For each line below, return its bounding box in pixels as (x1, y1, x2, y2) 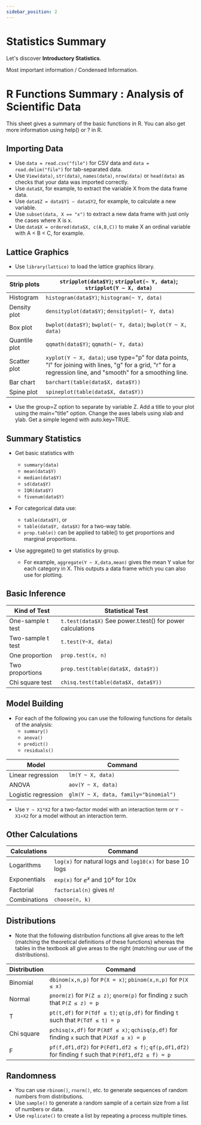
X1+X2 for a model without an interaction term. (14, 812, 127, 819)
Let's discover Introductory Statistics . (6, 55, 102, 62)
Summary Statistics (6, 433, 82, 444)
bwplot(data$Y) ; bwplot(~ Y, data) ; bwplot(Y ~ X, (45, 321, 187, 329)
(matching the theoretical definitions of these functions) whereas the (14, 938, 185, 946)
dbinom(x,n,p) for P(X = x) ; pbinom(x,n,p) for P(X (49, 975, 188, 983)
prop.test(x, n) (60, 652, 107, 659)
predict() (23, 741, 49, 747)
